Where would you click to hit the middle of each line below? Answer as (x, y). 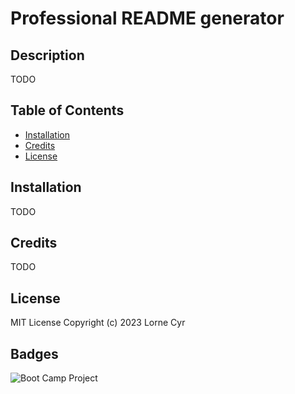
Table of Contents (67, 110)
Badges (34, 353)
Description (47, 55)
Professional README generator (147, 18)
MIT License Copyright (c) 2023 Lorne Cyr (98, 323)
